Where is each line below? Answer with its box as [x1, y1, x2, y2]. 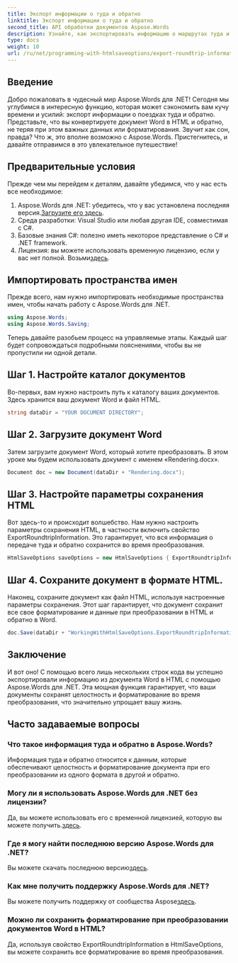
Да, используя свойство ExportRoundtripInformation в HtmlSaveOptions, [7, 940, 224, 948]
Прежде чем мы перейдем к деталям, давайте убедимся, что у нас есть [7, 179, 228, 188]
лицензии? [7, 797, 47, 807]
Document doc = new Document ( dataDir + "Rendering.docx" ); [7, 468, 186, 475]
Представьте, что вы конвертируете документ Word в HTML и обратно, [7, 118, 225, 126]
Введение [7, 76, 54, 89]
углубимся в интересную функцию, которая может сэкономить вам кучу [7, 102, 229, 111]
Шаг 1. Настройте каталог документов [7, 369, 186, 381]
